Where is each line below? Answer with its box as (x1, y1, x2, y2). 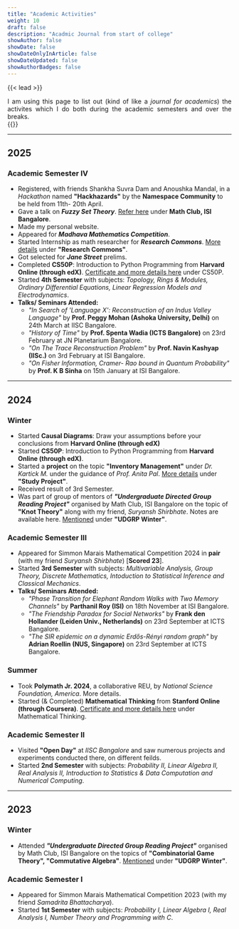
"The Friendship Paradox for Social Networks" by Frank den (28, 609, 206, 618)
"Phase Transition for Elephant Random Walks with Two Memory (28, 594, 219, 603)
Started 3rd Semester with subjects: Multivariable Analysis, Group (17, 564, 213, 573)
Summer (7, 665, 38, 675)
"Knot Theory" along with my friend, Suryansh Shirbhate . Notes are (17, 507, 219, 516)
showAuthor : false (7, 37, 62, 44)
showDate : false (7, 44, 55, 51)
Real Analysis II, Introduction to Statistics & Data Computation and (17, 768, 213, 777)
